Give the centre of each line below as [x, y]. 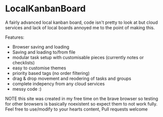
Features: [15, 37]
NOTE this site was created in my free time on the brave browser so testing [82, 98]
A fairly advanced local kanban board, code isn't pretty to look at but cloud [81, 22]
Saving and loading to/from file [44, 52]
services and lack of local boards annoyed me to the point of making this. [80, 27]
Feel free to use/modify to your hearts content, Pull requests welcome [77, 109]
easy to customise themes [39, 68]
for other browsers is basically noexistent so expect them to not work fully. [81, 104]
